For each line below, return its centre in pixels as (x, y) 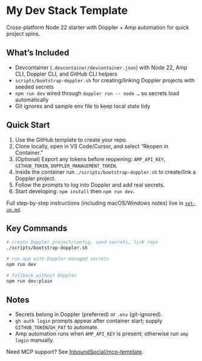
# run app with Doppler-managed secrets (58, 259)
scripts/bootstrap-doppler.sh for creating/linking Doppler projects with (105, 80)
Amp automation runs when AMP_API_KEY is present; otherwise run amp (102, 334)
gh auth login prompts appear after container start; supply (89, 321)
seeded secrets (34, 87)
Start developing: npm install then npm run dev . (75, 191)
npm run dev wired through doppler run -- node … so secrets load (97, 93)
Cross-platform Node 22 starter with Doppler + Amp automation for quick (98, 27)
